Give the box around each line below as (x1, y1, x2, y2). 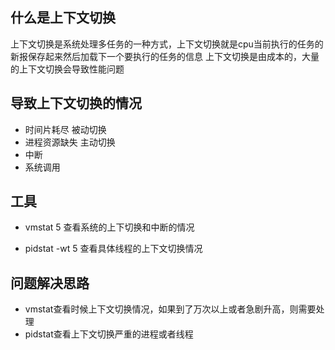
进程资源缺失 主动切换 (24, 136, 116, 148)
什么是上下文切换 (10, 9, 116, 27)
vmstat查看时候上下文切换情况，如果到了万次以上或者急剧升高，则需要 (24, 303, 317, 315)
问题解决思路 (10, 274, 90, 292)
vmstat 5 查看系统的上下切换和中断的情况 (24, 221, 195, 233)
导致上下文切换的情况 (10, 95, 142, 112)
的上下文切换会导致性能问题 (10, 63, 125, 75)
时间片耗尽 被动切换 (24, 123, 107, 135)
